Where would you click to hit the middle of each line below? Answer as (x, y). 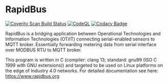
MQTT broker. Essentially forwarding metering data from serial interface (81, 44)
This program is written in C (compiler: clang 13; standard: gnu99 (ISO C (81, 59)
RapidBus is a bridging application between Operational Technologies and (83, 33)
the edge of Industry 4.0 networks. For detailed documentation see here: (82, 71)
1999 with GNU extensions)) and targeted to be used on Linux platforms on (84, 65)
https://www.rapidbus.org (32, 76)
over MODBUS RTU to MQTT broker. (44, 50)
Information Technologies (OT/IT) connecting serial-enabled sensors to (80, 39)
